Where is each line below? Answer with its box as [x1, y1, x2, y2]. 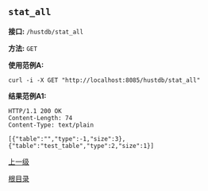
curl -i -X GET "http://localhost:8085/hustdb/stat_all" [8, 76, 201, 84]
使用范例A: [8, 60, 44, 70]
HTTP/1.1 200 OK [8, 107, 62, 115]
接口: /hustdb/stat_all [8, 26, 84, 36]
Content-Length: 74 [8, 114, 73, 122]
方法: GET [8, 43, 38, 53]
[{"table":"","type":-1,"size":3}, [8, 134, 126, 142]
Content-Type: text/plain [8, 121, 94, 129]
